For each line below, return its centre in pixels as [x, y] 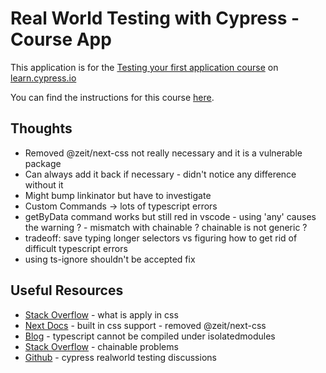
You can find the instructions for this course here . [112, 97]
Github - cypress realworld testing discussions [120, 357]
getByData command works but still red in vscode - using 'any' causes [170, 216]
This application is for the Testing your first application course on [144, 67]
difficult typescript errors [76, 248]
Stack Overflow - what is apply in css [101, 314]
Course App [61, 39]
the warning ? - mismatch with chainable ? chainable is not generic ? [166, 227]
